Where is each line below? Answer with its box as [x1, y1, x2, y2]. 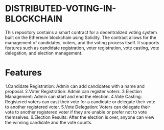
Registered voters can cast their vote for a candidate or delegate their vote [5, 98, 156, 105]
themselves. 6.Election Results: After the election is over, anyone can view [5, 114, 155, 120]
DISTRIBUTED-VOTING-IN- [5, 3, 117, 14]
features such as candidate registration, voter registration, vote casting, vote [5, 45, 160, 51]
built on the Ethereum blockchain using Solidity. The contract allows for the [5, 35, 157, 40]
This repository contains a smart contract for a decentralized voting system [5, 29, 157, 35]
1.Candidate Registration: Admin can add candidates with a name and [5, 83, 145, 89]
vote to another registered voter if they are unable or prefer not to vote [5, 109, 147, 115]
